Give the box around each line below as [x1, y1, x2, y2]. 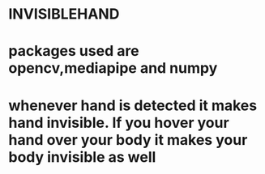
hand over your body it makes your [8, 130, 248, 149]
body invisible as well [8, 147, 156, 166]
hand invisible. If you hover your [8, 113, 229, 132]
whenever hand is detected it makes [8, 96, 258, 114]
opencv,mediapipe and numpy [8, 59, 218, 78]
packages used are [8, 42, 139, 61]
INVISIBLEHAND [8, 5, 120, 23]
